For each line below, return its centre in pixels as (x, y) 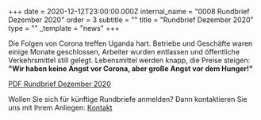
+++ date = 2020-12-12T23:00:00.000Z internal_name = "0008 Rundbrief (129, 11)
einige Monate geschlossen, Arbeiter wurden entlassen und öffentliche (124, 52)
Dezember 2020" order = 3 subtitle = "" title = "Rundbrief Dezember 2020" (131, 20)
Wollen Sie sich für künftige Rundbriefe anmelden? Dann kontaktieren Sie (128, 99)
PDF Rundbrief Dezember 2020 (59, 84)
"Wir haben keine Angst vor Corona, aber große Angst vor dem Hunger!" (131, 69)
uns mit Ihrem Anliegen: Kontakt (60, 107)
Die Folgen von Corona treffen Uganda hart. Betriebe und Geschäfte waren (130, 43)
